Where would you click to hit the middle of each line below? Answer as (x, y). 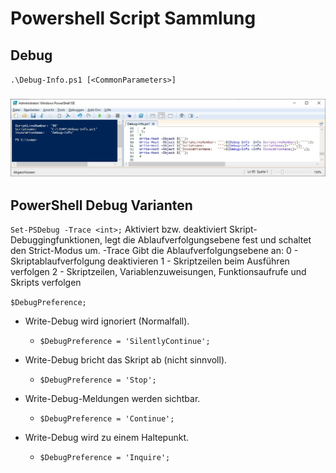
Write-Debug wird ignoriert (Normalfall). (107, 321)
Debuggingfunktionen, (56, 240)
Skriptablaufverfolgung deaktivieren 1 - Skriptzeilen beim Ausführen (150, 261)
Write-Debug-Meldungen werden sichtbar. (112, 399)
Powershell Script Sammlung (133, 18)
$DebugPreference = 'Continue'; (107, 419)
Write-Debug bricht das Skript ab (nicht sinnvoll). (126, 360)
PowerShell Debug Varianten (101, 205)
